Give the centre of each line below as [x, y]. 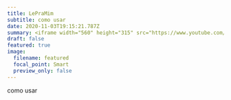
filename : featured [41, 58]
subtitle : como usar [37, 20]
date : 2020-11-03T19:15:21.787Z [53, 26]
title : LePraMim [30, 13]
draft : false [26, 39]
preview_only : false [43, 71]
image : [16, 52]
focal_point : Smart [41, 64]
